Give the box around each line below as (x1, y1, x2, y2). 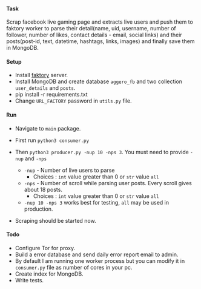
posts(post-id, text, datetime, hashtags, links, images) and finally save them (6, 38, 195, 45)
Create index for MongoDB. (15, 270, 84, 277)
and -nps (25, 155, 47, 162)
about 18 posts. (24, 186, 62, 193)
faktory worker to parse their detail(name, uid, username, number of (6, 25, 177, 32)
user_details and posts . (15, 84, 76, 92)
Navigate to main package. (15, 124, 81, 132)
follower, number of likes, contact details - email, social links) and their (6, 31, 183, 39)
